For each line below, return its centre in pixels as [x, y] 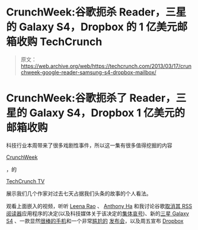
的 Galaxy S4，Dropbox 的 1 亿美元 [92, 27]
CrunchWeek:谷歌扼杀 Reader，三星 [96, 12]
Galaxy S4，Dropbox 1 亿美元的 [107, 113]
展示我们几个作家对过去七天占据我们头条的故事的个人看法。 [79, 193]
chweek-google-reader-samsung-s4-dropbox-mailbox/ [88, 72]
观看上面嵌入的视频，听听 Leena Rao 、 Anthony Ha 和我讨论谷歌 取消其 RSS [99, 206]
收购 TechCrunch [60, 42]
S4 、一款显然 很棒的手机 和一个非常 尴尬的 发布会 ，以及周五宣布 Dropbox [95, 221]
